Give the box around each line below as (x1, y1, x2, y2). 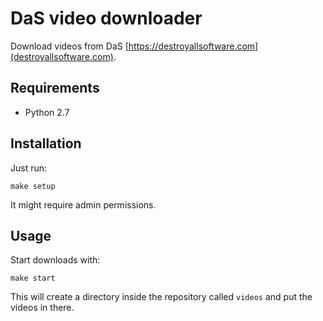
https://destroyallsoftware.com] (128, 40, 259, 52)
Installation (10, 135, 82, 152)
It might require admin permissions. (10, 198, 157, 211)
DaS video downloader (10, 7, 203, 30)
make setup (10, 181, 56, 191)
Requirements (10, 80, 100, 97)
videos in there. (10, 302, 75, 314)
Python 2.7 (24, 106, 70, 118)
